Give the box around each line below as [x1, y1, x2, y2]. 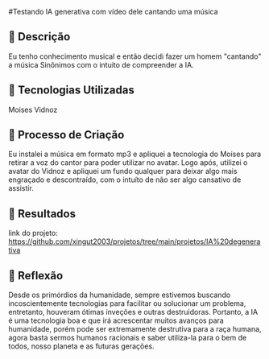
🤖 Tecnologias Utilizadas [8, 84, 134, 97]
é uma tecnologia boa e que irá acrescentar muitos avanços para [8, 316, 224, 325]
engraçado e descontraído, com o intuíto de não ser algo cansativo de [8, 175, 242, 184]
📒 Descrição [8, 30, 71, 43]
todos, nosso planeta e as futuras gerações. [8, 341, 155, 351]
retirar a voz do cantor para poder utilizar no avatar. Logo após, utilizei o [8, 158, 248, 167]
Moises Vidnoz [8, 105, 58, 114]
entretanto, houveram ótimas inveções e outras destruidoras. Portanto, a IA [8, 307, 259, 317]
